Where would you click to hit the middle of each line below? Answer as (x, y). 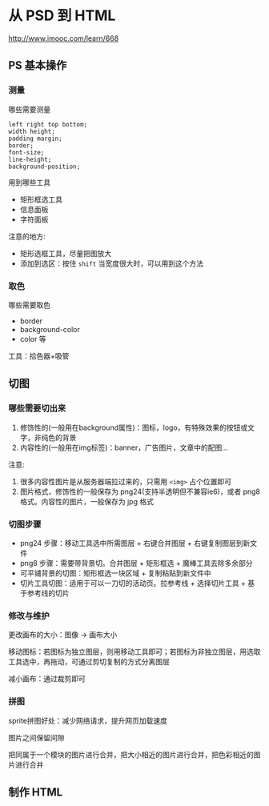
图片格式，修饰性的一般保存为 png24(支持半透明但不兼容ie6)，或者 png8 (140, 491)
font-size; (26, 152)
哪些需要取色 (29, 305)
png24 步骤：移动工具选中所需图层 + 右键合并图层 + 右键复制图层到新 (135, 543)
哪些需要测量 (29, 109)
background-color (50, 329)
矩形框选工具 (41, 199)
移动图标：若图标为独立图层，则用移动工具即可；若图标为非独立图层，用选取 (134, 652)
